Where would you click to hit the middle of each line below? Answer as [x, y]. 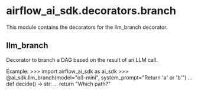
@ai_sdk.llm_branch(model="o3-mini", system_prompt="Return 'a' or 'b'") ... [99, 77]
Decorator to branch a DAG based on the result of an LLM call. [82, 59]
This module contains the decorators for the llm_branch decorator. [87, 27]
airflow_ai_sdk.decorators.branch [91, 11]
